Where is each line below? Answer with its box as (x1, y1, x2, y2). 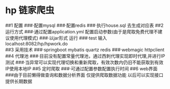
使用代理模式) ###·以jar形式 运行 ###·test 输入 (9, 35, 107, 41)
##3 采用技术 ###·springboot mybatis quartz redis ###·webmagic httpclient (5, 47, 164, 53)
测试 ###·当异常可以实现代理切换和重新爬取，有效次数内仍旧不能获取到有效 (5, 59, 164, 65)
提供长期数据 (5, 78, 32, 84)
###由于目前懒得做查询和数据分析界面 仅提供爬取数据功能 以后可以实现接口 (5, 72, 164, 78)
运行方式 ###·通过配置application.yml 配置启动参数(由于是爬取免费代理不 (5, 28, 158, 34)
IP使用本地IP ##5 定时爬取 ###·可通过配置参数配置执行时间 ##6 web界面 (5, 65, 158, 71)
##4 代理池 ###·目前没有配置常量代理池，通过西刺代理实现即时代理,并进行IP (5, 53, 165, 59)
